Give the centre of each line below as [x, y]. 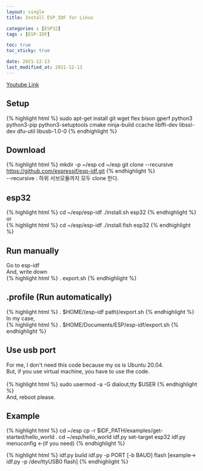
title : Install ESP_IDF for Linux [50, 18]
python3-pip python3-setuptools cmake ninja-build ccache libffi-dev [92, 124]
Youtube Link [23, 84]
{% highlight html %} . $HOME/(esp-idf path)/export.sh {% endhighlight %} [101, 312]
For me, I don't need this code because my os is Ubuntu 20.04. [85, 365]
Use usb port [31, 350]
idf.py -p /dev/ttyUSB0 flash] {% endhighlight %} [67, 462]
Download [26, 150]
